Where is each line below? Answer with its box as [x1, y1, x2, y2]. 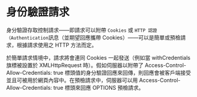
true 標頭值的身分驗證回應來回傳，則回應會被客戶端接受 [53, 69, 191, 76]
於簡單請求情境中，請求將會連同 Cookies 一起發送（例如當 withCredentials [6, 54, 191, 61]
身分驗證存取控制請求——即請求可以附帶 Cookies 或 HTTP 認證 [6, 26, 157, 34]
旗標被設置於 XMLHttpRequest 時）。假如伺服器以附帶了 [6, 61, 144, 69]
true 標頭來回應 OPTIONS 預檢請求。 [53, 84, 144, 91]
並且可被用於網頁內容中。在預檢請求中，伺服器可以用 [6, 76, 138, 84]
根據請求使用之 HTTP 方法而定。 [16, 41, 97, 48]
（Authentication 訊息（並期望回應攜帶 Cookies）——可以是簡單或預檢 [6, 34, 181, 41]
